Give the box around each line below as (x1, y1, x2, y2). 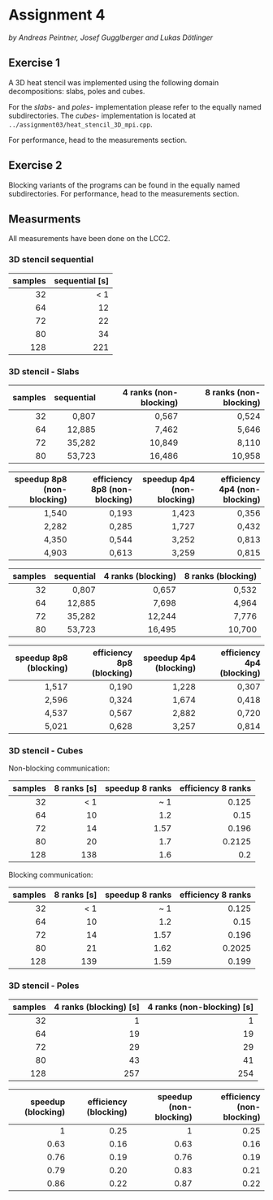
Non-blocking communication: (8, 763, 110, 773)
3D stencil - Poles (8, 980, 80, 991)
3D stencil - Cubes (8, 745, 84, 756)
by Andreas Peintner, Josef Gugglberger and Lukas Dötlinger (8, 32, 214, 42)
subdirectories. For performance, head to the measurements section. (8, 188, 240, 198)
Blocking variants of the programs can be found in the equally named (8, 180, 240, 190)
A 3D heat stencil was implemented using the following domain (8, 77, 219, 87)
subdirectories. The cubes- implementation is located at (8, 110, 197, 120)
